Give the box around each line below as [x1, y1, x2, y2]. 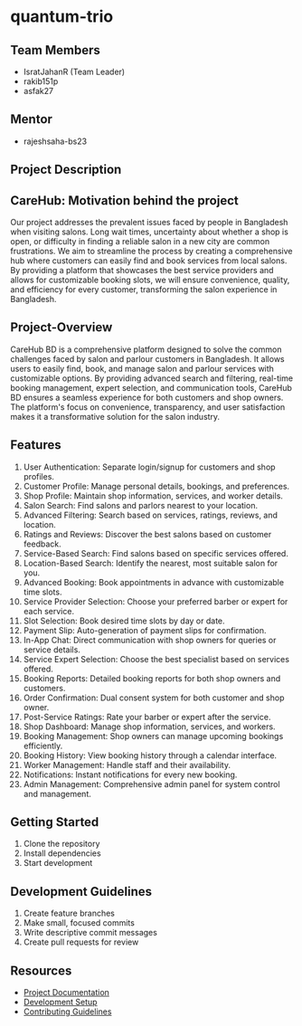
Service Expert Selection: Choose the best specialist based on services [23, 653, 290, 664]
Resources [10, 963, 72, 978]
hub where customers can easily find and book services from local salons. [10, 255, 288, 266]
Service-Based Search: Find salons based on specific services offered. [23, 547, 288, 558]
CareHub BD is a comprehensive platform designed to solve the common [10, 344, 283, 355]
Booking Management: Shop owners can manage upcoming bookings [23, 730, 284, 741]
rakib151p [23, 76, 59, 87]
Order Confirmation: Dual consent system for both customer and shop [23, 692, 285, 703]
